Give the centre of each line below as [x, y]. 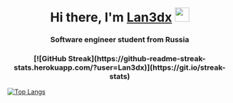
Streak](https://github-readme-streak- [137, 59]
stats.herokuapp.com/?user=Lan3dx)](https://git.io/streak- [120, 67]
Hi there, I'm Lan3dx [111, 17]
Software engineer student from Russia [120, 40]
